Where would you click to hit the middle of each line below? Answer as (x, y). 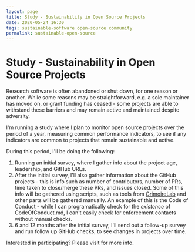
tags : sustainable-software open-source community (69, 28)
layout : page (22, 11)
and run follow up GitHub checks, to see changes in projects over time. (100, 231)
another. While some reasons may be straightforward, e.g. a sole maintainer (98, 98)
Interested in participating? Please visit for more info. (70, 243)
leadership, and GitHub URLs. (50, 169)
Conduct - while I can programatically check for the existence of (93, 207)
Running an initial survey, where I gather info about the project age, (96, 163)
